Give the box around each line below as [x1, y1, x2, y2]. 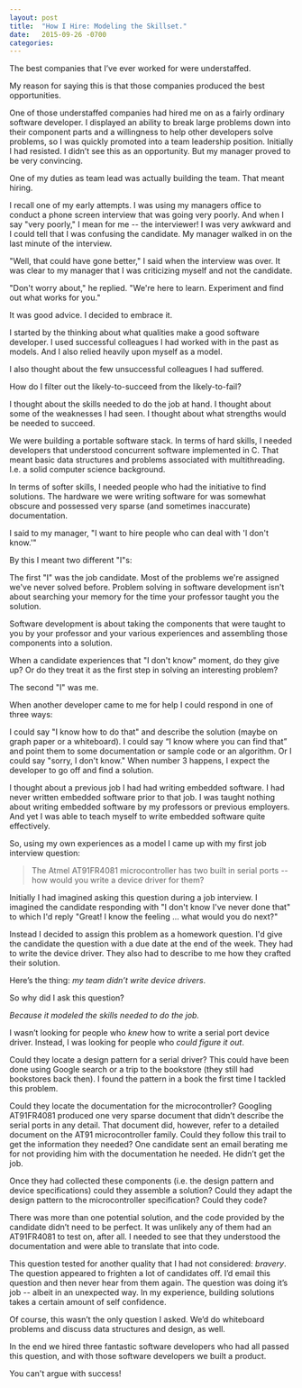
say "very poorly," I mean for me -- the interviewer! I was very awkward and [9, 219, 291, 230]
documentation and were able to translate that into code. [9, 1241, 220, 1252]
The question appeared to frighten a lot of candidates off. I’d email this [9, 1268, 270, 1279]
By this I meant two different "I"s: [9, 555, 133, 566]
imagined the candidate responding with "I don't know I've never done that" [9, 902, 291, 913]
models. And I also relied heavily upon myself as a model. [9, 346, 223, 357]
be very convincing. [9, 155, 83, 167]
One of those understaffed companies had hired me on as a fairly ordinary [9, 107, 286, 118]
